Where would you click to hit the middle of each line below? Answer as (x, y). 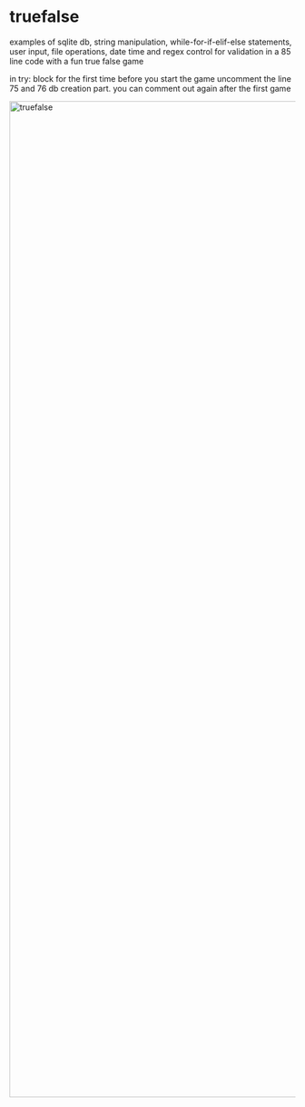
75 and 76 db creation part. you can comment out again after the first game (150, 88)
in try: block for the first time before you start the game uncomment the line (151, 78)
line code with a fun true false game (77, 61)
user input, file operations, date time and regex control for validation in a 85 (150, 51)
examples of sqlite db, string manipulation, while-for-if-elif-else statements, (151, 42)
